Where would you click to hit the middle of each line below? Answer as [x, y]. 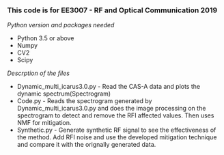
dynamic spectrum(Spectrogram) [64, 94]
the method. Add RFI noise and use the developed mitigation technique [117, 137]
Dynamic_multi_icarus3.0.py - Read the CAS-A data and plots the [108, 87]
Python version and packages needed [61, 25]
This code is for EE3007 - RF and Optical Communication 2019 [112, 10]
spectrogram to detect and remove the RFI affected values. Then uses [115, 115]
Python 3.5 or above [45, 38]
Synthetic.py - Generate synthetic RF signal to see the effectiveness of [116, 130]
